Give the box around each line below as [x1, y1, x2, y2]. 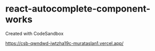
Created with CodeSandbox [5, 30, 64, 36]
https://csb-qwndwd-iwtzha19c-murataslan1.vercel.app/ [5, 40, 124, 46]
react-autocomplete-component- [5, 3, 151, 15]
